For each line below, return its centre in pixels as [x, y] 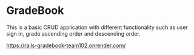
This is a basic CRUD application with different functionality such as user [97, 27]
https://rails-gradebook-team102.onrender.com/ [66, 45]
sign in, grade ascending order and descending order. [73, 33]
